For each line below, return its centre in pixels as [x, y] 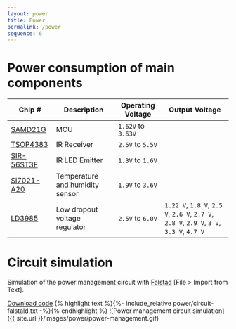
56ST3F [25, 164]
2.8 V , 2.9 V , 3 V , [193, 223]
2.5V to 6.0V [138, 219]
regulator [71, 227]
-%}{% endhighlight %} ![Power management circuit [115, 311]
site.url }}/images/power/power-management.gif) [88, 318]
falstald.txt [23, 311]
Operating [138, 105]
